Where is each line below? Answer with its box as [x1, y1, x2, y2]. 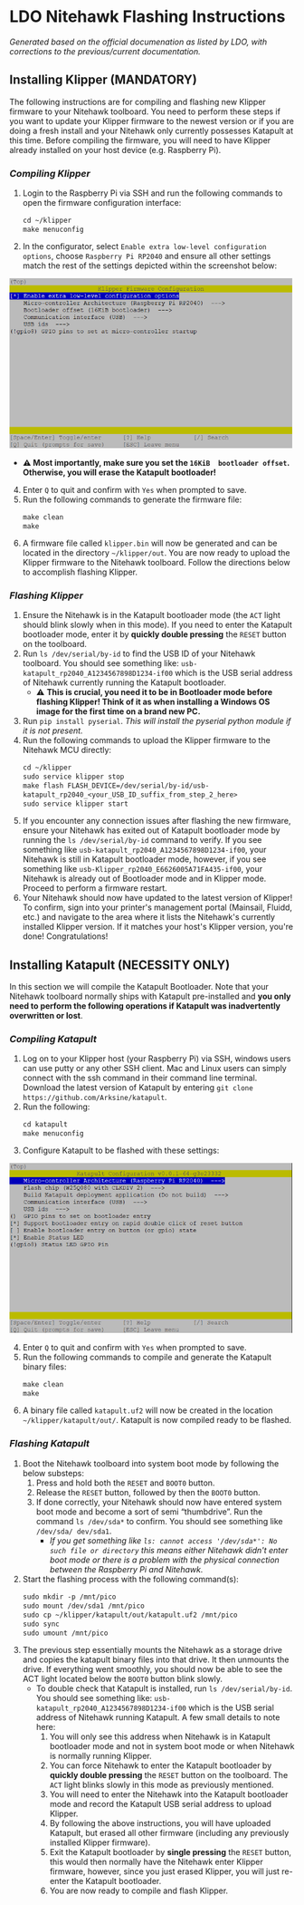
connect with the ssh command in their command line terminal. [22, 1072, 258, 1084]
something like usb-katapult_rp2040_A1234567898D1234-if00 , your [22, 845, 267, 856]
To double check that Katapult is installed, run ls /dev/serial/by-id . [35, 1683, 292, 1694]
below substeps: [22, 1467, 84, 1478]
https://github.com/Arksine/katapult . [22, 1092, 167, 1103]
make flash [22, 781, 64, 790]
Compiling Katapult [9, 1033, 97, 1046]
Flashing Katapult [9, 1437, 90, 1450]
